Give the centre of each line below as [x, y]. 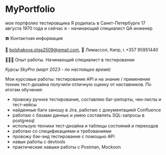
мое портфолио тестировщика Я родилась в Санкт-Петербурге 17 [75, 23]
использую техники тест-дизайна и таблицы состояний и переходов [85, 126]
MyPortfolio [30, 9]
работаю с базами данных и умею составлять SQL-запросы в [78, 115]
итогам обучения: [24, 89]
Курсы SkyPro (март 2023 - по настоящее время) [58, 69]
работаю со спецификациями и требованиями [62, 131]
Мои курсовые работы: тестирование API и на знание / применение [78, 79]
